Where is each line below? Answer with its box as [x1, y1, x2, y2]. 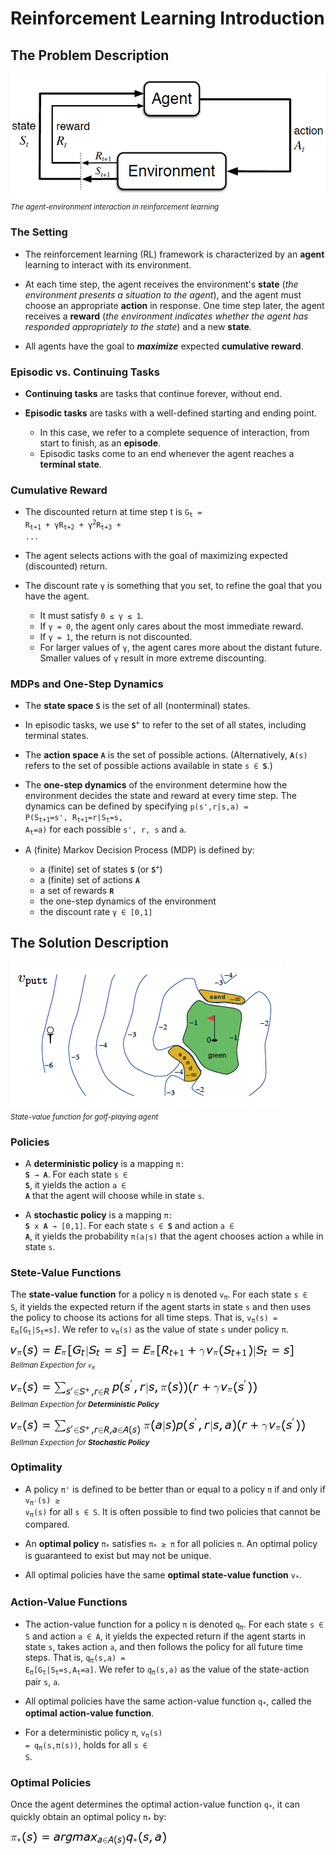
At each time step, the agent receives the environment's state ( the [24, 278, 299, 290]
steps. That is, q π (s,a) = [24, 1652, 126, 1665]
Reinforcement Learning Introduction [10, 7, 325, 30]
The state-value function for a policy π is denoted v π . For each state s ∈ [10, 1288, 308, 1302]
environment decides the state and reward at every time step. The [24, 790, 297, 802]
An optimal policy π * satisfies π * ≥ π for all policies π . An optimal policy [24, 1537, 318, 1551]
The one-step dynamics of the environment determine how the [24, 779, 288, 791]
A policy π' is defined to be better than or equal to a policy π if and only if [24, 1483, 326, 1495]
